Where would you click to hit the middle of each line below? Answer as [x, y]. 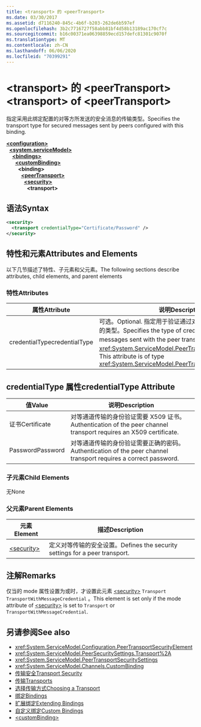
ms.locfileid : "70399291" [38, 56]
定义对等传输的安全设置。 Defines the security [113, 545]
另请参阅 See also [38, 632]
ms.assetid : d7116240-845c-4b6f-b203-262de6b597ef [71, 23]
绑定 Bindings [31, 696]
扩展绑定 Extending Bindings [49, 704]
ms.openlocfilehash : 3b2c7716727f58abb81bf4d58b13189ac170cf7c [87, 29]
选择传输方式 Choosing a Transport [57, 689]
